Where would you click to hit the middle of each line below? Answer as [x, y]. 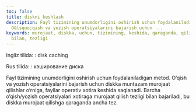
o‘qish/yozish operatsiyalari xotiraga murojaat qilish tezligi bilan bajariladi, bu [98, 96]
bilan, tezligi [30, 38]
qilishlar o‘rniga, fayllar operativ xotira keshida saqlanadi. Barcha [83, 90]
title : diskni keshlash [35, 17]
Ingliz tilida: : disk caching [37, 55]
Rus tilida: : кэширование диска [45, 66]
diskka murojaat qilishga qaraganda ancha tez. [62, 102]
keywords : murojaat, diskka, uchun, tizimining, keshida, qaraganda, [92, 33]
